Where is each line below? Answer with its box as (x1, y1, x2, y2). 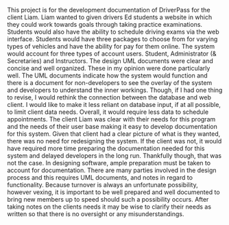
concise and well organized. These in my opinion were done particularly (7, 64, 210, 72)
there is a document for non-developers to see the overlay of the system (7, 79, 213, 86)
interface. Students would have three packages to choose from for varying (7, 35, 218, 43)
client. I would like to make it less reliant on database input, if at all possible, (7, 101, 221, 108)
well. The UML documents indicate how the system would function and (7, 71, 208, 80)
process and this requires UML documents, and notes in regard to (7, 174, 193, 181)
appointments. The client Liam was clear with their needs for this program (7, 115, 216, 123)
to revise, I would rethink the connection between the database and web (7, 93, 211, 102)
